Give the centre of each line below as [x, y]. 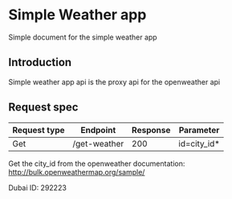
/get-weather [98, 143]
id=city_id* [199, 143]
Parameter [199, 130]
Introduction [40, 62]
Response [151, 130]
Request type [39, 130]
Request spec [43, 108]
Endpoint [98, 130]
